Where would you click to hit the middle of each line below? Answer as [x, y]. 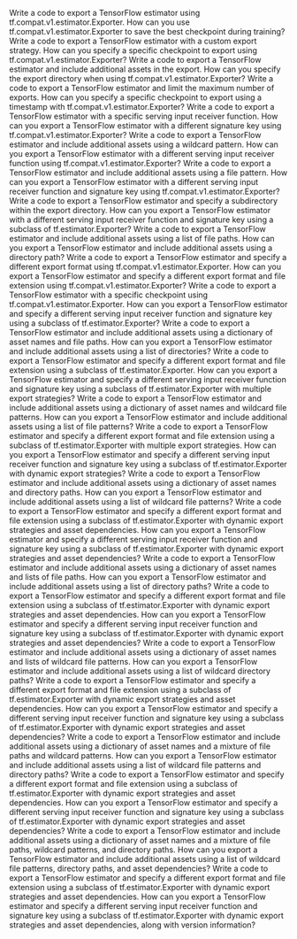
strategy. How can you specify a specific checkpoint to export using [133, 50]
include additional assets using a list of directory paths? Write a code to [139, 586]
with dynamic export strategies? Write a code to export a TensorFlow [135, 473]
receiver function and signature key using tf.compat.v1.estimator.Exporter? [145, 191]
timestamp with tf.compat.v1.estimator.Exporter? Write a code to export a [142, 107]
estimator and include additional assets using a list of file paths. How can [142, 239]
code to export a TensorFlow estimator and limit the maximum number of [142, 88]
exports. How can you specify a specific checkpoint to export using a [136, 97]
